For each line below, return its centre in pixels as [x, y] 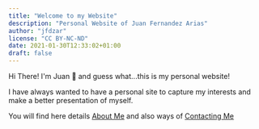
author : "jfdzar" [38, 31]
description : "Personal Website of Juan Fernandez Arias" [108, 23]
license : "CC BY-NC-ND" [49, 38]
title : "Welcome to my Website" [63, 16]
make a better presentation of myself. [71, 100]
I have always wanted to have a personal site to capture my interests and [129, 92]
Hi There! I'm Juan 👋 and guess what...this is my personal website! [119, 76]
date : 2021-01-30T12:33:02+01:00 [65, 46]
